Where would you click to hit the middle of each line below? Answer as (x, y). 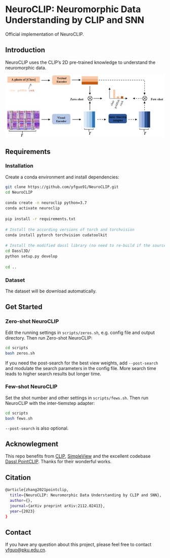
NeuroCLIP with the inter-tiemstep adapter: (50, 403)
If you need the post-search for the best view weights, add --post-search (82, 363)
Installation (19, 166)
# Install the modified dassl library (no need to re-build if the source (86, 246)
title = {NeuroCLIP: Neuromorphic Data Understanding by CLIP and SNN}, (86, 495)
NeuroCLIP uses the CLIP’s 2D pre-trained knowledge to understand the (80, 62)
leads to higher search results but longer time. (53, 374)
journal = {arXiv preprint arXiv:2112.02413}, (57, 506)
